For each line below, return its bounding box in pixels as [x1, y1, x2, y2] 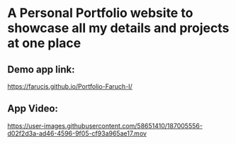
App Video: [7, 103, 59, 115]
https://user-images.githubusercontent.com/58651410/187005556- [7, 121, 203, 130]
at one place [7, 35, 82, 51]
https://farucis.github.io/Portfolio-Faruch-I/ [7, 82, 133, 90]
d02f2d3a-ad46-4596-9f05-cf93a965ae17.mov [7, 129, 147, 138]
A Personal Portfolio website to [7, 5, 193, 21]
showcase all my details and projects [7, 20, 230, 36]
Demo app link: [7, 63, 75, 75]
